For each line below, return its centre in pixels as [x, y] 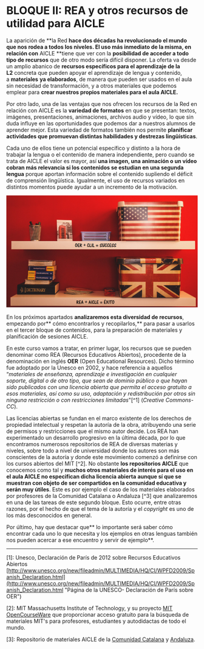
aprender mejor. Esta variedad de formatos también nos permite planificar [100, 130]
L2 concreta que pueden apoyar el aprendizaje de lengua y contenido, [94, 72]
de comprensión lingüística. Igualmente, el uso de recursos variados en [96, 180]
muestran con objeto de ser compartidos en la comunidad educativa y [97, 483]
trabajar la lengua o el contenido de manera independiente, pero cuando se [100, 154]
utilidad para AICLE [56, 23]
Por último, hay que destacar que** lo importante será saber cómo [90, 527]
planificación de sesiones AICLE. [47, 336]
